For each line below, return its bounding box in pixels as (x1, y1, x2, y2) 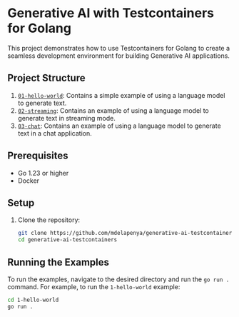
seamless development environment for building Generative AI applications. (7, 51, 230, 60)
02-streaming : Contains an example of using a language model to (17, 106, 209, 115)
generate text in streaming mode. (17, 114, 116, 122)
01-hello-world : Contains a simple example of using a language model (17, 91, 225, 99)
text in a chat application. (17, 129, 93, 137)
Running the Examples (7, 256, 109, 268)
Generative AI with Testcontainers (7, 5, 215, 21)
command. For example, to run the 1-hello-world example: (7, 282, 180, 291)
